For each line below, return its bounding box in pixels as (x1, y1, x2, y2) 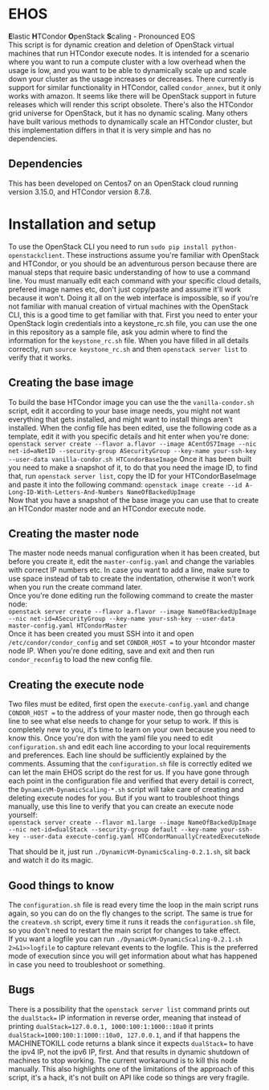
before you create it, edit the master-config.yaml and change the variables (8, 557, 255, 566)
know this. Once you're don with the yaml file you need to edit (8, 733, 214, 743)
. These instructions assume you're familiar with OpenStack (62, 250, 259, 259)
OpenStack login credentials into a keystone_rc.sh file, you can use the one (8, 318, 258, 328)
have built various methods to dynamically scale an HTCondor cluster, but (8, 116, 253, 126)
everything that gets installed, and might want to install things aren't (8, 414, 233, 424)
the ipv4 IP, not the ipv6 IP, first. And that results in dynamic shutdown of (8, 1047, 250, 1056)
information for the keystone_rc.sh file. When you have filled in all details (8, 335, 249, 345)
